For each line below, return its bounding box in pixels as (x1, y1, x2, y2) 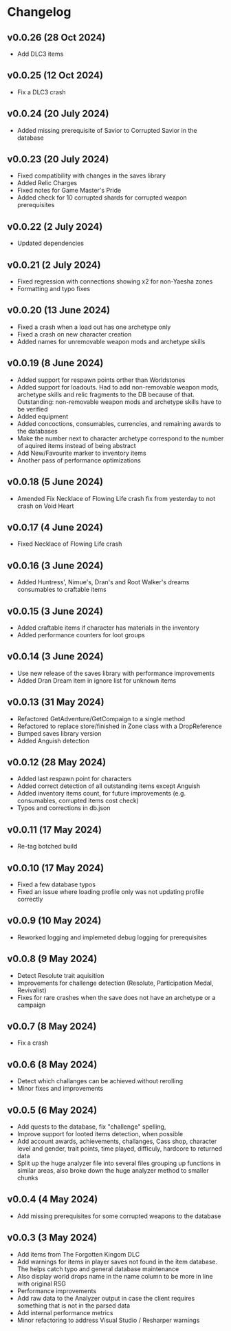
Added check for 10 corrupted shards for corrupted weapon (16, 193, 187, 202)
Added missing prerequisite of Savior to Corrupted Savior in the (16, 126, 197, 134)
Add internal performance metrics (16, 1308, 113, 1317)
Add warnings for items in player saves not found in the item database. (16, 1257, 218, 1266)
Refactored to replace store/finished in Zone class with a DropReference (16, 722, 222, 730)
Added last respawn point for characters (16, 775, 132, 783)
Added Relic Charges (16, 179, 78, 187)
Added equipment (16, 412, 69, 420)
